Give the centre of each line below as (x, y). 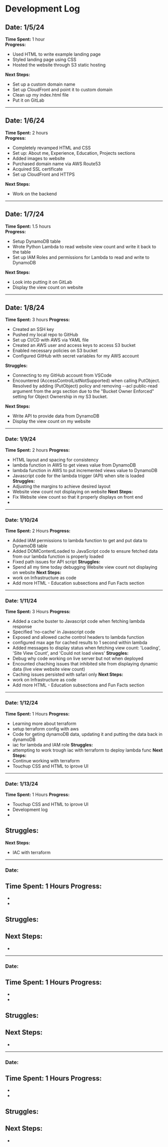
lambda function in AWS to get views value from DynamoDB (74, 465)
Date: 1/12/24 (22, 703)
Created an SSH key (33, 329)
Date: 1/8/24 (25, 308)
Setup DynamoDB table (36, 241)
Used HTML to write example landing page (56, 54)
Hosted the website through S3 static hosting (59, 65)
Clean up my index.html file (40, 95)
